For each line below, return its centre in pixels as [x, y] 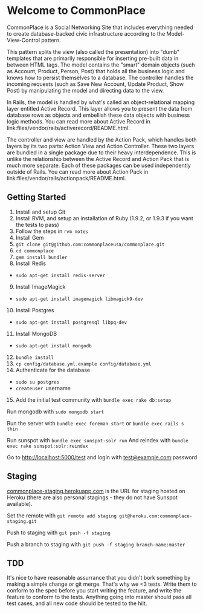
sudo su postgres [37, 382]
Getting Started [37, 197]
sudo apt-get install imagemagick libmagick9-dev [79, 299]
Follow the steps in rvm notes [52, 231]
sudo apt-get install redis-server [60, 275]
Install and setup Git [40, 212]
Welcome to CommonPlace [76, 11]
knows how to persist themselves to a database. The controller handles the [100, 77]
